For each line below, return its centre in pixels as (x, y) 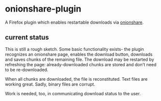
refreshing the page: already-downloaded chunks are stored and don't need (81, 64)
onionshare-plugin (43, 9)
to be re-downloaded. (27, 70)
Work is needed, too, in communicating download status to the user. (73, 93)
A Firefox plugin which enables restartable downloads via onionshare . (74, 22)
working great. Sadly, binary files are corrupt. (50, 84)
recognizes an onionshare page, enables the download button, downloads (79, 54)
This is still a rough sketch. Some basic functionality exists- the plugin (74, 49)
